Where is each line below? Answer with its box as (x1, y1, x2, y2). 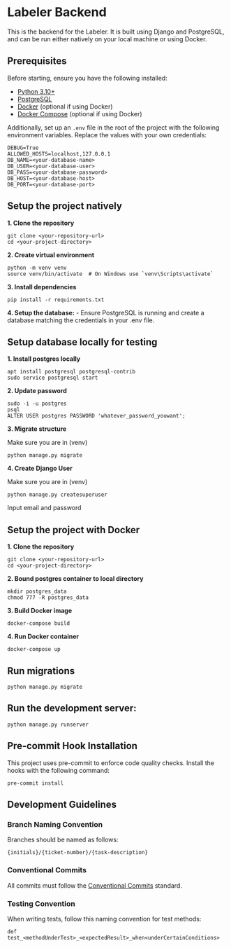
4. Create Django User (7, 464, 73, 473)
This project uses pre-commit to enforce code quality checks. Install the (7, 758, 215, 767)
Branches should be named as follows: (7, 835, 119, 844)
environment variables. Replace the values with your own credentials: (7, 130, 207, 139)
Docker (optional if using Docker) (17, 102, 113, 111)
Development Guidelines (7, 799, 117, 811)
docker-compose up (7, 646, 61, 653)
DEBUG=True (7, 144, 39, 151)
